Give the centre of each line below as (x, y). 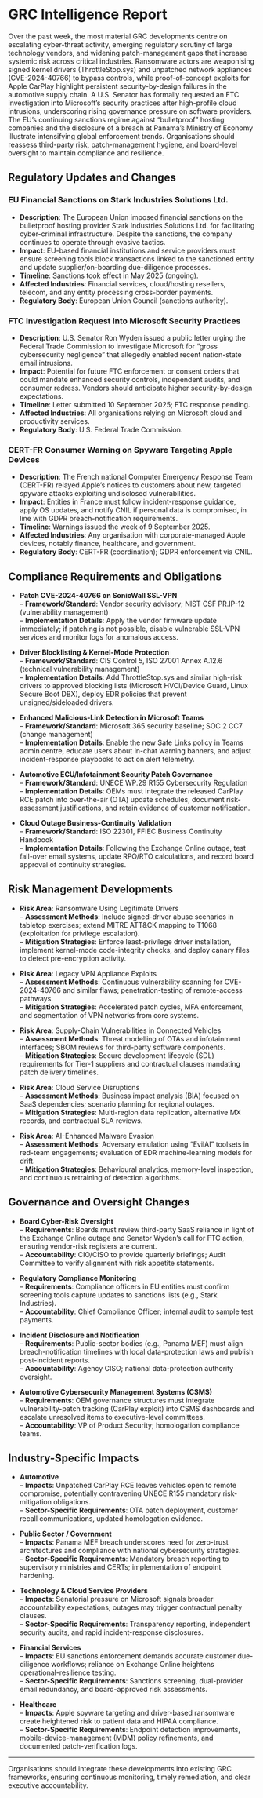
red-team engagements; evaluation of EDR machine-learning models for (136, 1152)
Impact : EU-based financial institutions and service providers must (128, 250)
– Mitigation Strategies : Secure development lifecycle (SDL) (117, 1055)
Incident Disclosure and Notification (79, 1335)
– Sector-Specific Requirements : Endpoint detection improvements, (130, 1730)
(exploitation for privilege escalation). (79, 933)
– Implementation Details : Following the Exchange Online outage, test (133, 848)
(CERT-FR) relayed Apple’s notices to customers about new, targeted (130, 485)
